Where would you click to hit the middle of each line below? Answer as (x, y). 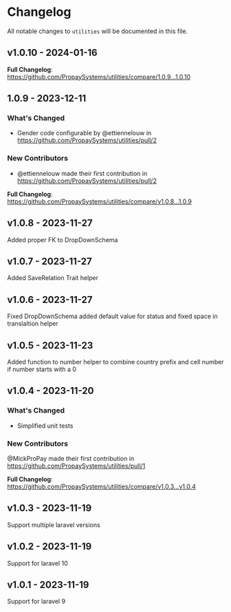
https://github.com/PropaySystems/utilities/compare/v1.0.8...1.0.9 (100, 201)
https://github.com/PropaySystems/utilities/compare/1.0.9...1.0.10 (99, 77)
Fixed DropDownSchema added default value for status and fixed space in (112, 316)
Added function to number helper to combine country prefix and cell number (115, 362)
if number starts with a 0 (42, 369)
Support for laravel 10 (37, 563)
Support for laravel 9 (36, 602)
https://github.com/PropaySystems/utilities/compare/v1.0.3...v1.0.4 (101, 486)
